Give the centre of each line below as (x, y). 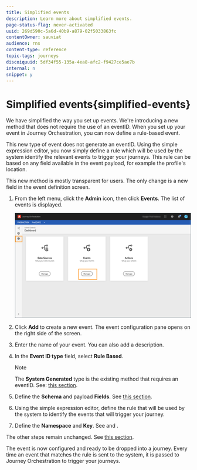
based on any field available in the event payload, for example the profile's (96, 163)
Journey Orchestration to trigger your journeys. (63, 461)
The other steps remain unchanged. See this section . (70, 437)
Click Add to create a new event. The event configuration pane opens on (102, 327)
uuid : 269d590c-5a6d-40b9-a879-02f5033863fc (61, 31)
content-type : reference (36, 50)
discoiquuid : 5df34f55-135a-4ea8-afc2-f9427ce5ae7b (70, 62)
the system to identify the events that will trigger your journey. (90, 414)
